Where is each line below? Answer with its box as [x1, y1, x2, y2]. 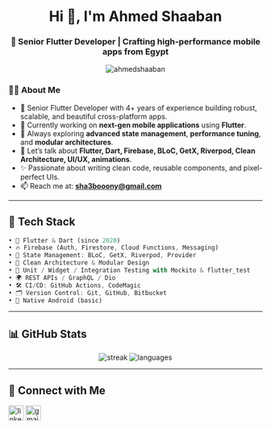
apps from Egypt [102, 46, 169, 57]
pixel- [243, 163, 263, 173]
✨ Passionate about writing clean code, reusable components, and [19, 163, 242, 173]
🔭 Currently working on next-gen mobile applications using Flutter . [19, 120, 247, 130]
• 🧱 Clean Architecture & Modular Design [8, 259, 150, 267]
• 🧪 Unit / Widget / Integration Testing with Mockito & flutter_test [8, 266, 251, 275]
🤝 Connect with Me [8, 383, 106, 398]
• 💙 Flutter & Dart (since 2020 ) [8, 236, 121, 244]
